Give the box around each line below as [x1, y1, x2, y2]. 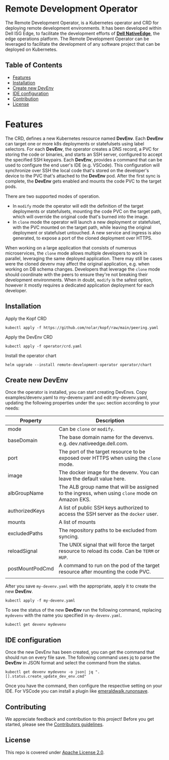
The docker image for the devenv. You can [58, 469, 159, 476]
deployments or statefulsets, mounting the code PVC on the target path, [12, 208, 162, 214]
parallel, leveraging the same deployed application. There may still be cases [5, 255, 162, 262]
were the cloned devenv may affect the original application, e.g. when [5, 261, 150, 267]
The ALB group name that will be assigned [58, 483, 159, 490]
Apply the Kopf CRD [5, 315, 47, 321]
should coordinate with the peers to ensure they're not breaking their [5, 271, 148, 277]
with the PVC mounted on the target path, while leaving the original [12, 224, 152, 230]
